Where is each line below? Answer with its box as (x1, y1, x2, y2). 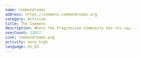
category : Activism (5, 16, 46, 21)
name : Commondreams (5, 7, 46, 12)
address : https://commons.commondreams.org (5, 12, 97, 17)
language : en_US (5, 44, 39, 49)
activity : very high (5, 40, 48, 45)
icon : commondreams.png (5, 35, 55, 40)
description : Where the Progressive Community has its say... (5, 26, 137, 31)
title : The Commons (5, 21, 46, 26)
